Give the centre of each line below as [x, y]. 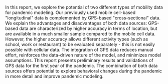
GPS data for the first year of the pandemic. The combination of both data [81, 65]
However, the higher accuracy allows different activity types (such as [77, 39]
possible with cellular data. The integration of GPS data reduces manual [79, 50]
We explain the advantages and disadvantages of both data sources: [76, 23]
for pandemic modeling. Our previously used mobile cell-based [70, 12]
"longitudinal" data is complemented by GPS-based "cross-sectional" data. [83, 18]
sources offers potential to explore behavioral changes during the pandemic [83, 71]
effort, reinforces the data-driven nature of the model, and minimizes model [83, 55]
